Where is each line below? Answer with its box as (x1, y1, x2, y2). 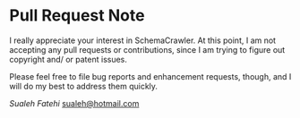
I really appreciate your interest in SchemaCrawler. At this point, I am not (9, 35, 276, 46)
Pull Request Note (9, 5, 145, 26)
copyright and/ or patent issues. (9, 54, 128, 64)
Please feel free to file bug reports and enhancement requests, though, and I (9, 71, 292, 81)
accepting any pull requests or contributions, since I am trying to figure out (9, 44, 286, 55)
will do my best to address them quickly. (9, 80, 159, 91)
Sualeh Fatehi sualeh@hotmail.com (9, 97, 140, 108)
